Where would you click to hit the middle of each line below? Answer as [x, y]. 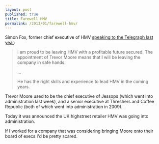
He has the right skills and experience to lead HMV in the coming [83, 82]
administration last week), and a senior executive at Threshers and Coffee [80, 102]
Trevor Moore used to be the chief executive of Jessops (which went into [79, 96]
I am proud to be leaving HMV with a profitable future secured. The [85, 52]
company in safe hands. [41, 62]
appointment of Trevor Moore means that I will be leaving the [79, 58]
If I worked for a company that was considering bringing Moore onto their [79, 131]
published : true [22, 14]
